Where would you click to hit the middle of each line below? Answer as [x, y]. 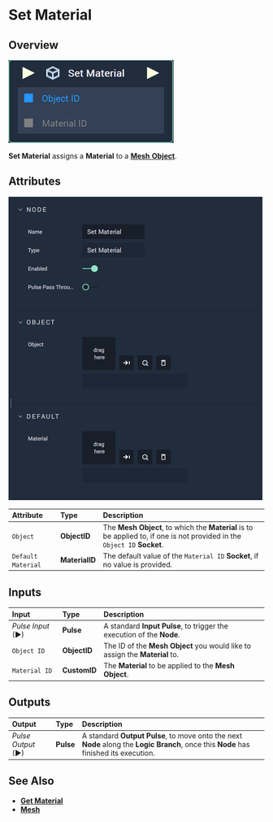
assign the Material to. [141, 655]
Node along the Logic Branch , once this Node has [166, 745]
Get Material [41, 800]
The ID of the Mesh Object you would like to [178, 646]
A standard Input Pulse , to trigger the [166, 626]
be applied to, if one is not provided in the [172, 536]
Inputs [25, 592]
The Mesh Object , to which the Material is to [178, 527]
